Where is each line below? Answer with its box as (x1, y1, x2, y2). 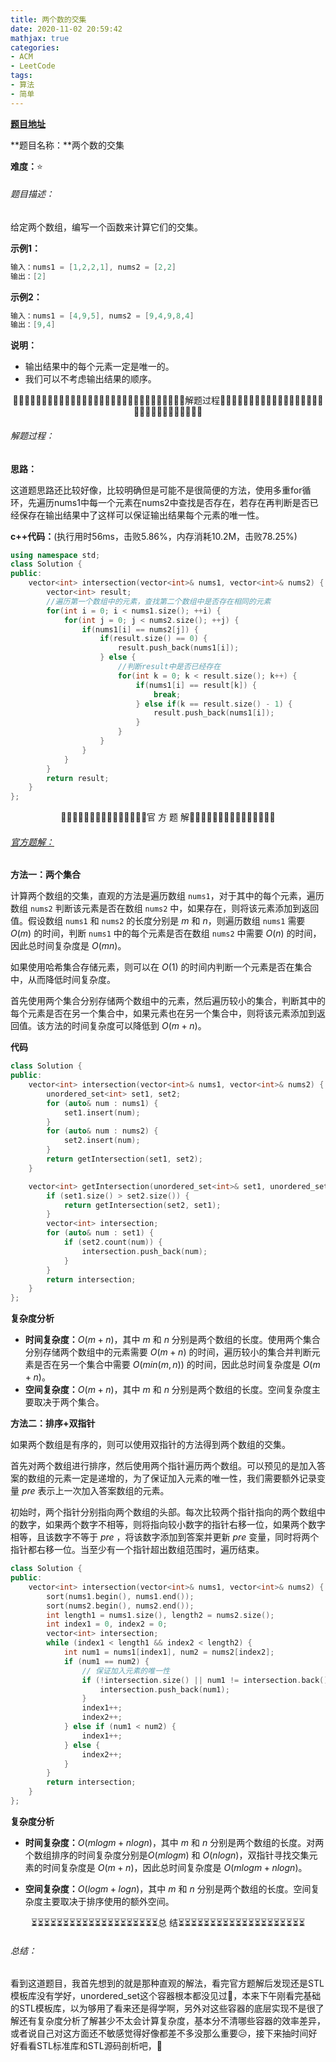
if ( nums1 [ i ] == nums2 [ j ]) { (81, 624, 199, 635)
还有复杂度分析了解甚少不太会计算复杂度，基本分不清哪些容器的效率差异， (18, 2015, 326, 2027)
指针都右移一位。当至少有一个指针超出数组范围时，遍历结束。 (10, 1544, 265, 1556)
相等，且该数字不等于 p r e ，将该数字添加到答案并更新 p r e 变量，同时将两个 (10, 1531, 320, 1543)
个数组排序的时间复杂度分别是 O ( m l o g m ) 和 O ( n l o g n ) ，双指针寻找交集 (24, 1849, 310, 1861)
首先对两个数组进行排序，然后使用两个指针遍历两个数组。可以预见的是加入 (10, 1460, 317, 1472)
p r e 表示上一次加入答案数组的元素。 (21, 1485, 170, 1497)
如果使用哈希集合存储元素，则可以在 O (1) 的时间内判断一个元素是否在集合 (10, 961, 313, 973)
